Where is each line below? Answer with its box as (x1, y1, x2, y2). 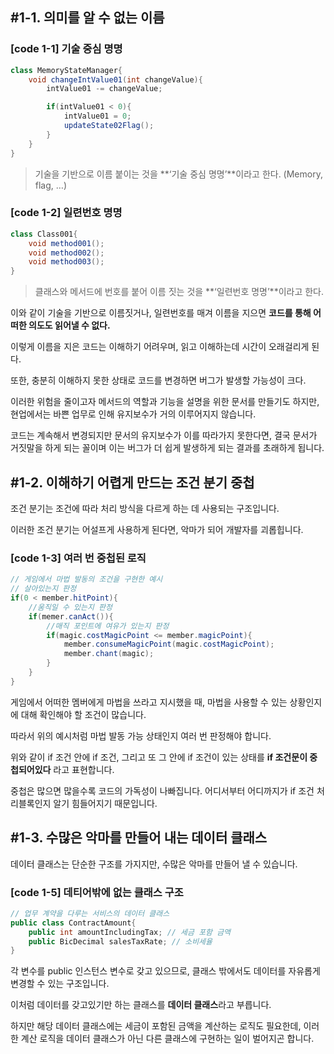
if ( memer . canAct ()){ (28, 611, 114, 622)
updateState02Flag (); (63, 121, 155, 131)
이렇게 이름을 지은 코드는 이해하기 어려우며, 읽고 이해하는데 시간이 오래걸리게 (10, 341, 310, 353)
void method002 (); (28, 248, 105, 258)
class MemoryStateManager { (10, 65, 123, 75)
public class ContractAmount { (10, 918, 137, 928)
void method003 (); (28, 257, 105, 267)
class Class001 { (10, 229, 78, 239)
